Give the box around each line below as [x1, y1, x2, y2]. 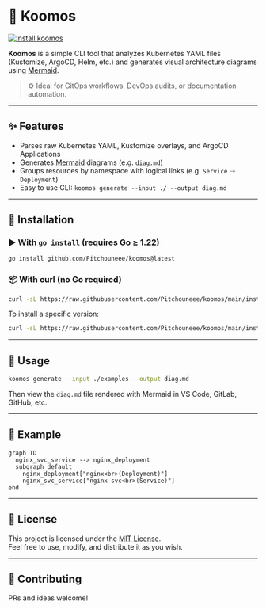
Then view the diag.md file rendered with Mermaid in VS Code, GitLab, [8, 390, 237, 399]
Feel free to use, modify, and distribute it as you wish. [8, 542, 184, 551]
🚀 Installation [8, 213, 74, 226]
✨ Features [8, 120, 64, 133]
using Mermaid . [8, 65, 59, 74]
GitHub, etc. [8, 398, 47, 407]
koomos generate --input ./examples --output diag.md [8, 375, 190, 383]
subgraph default [15, 462, 73, 470]
